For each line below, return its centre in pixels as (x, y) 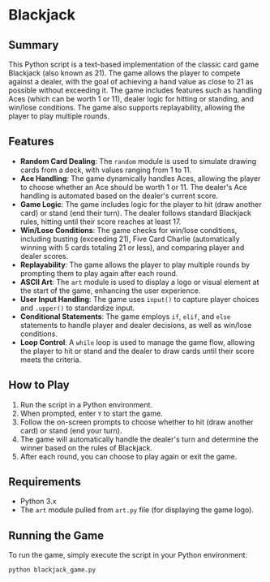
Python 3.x (38, 502)
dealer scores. (44, 256)
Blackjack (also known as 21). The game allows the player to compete (124, 73)
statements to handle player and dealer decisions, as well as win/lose (136, 325)
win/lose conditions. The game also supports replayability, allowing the (127, 108)
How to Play (39, 385)
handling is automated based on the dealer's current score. (119, 196)
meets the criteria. (51, 360)
